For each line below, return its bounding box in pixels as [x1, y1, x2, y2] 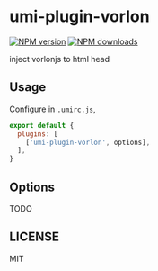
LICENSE [9, 230, 60, 245]
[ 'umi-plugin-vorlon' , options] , [25, 138, 151, 147]
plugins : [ [17, 129, 58, 139]
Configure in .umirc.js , [9, 104, 96, 114]
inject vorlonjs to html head [9, 53, 110, 64]
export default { [9, 121, 75, 130]
